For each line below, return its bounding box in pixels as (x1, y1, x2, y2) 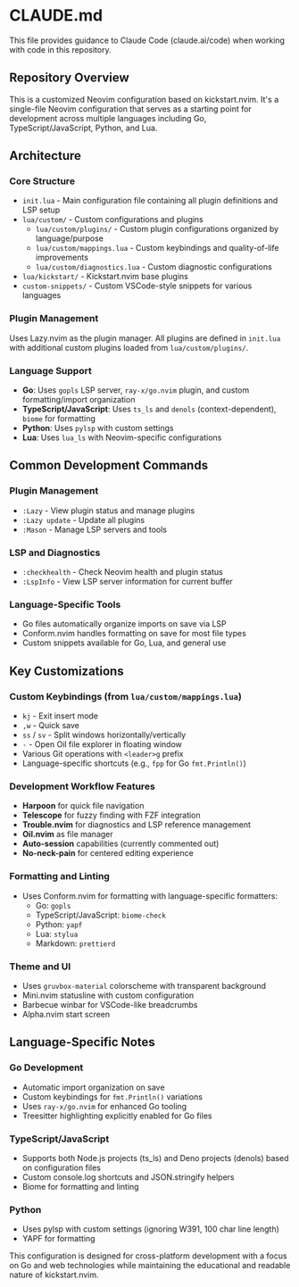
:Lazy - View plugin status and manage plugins (21, 505, 195, 516)
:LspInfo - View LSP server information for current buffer (21, 577, 234, 587)
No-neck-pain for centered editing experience (21, 848, 194, 859)
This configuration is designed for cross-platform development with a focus (9, 1250, 287, 1261)
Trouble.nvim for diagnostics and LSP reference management (21, 819, 252, 830)
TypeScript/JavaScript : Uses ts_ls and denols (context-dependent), (21, 403, 277, 415)
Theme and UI (9, 960, 71, 973)
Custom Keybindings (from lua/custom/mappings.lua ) (9, 690, 243, 702)
